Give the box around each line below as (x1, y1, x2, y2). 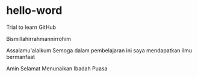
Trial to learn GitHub (6, 23, 56, 31)
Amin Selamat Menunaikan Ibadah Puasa (6, 64, 108, 72)
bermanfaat (6, 53, 35, 60)
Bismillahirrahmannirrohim (6, 35, 71, 42)
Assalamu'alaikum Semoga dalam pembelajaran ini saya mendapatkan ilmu (6, 46, 193, 54)
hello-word (6, 4, 63, 17)
